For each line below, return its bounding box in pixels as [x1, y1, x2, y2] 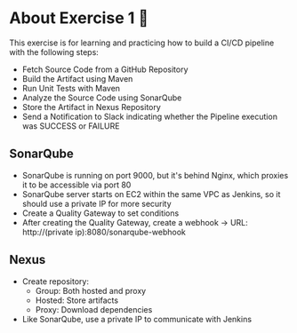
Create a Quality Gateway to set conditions [21, 208, 180, 218]
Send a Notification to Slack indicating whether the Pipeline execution [21, 111, 278, 122]
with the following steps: [9, 46, 100, 57]
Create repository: [21, 275, 89, 287]
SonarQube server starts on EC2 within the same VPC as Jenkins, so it [21, 188, 281, 199]
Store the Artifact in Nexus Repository [21, 101, 162, 112]
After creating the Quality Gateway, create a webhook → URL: [21, 217, 249, 227]
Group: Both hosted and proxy [35, 285, 147, 296]
